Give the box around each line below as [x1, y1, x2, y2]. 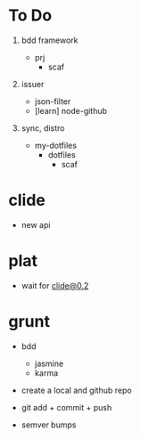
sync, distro [21, 122, 65, 134]
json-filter [34, 95, 71, 107]
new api [21, 219, 51, 230]
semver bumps [21, 419, 77, 430]
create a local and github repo [21, 385, 132, 395]
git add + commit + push [21, 402, 112, 412]
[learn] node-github [34, 105, 108, 116]
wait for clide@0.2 [21, 280, 89, 290]
